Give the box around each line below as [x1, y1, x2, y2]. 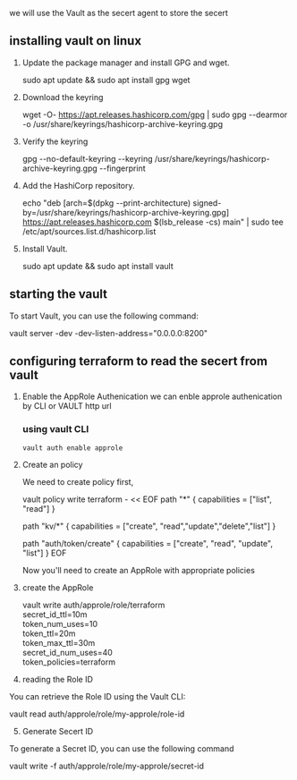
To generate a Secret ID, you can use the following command [9, 742, 234, 754]
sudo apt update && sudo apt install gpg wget [21, 74, 191, 85]
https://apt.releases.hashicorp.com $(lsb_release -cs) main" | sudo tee [21, 216, 284, 227]
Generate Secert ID [21, 725, 94, 736]
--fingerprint [99, 163, 146, 174]
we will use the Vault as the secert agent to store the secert [9, 8, 228, 18]
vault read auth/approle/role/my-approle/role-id [9, 708, 185, 719]
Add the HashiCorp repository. [21, 180, 136, 191]
